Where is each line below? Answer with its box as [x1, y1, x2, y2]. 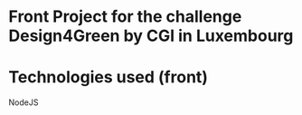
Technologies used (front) [8, 67, 209, 88]
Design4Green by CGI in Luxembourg [8, 25, 294, 46]
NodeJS [8, 97, 39, 108]
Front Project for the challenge [8, 6, 242, 27]
